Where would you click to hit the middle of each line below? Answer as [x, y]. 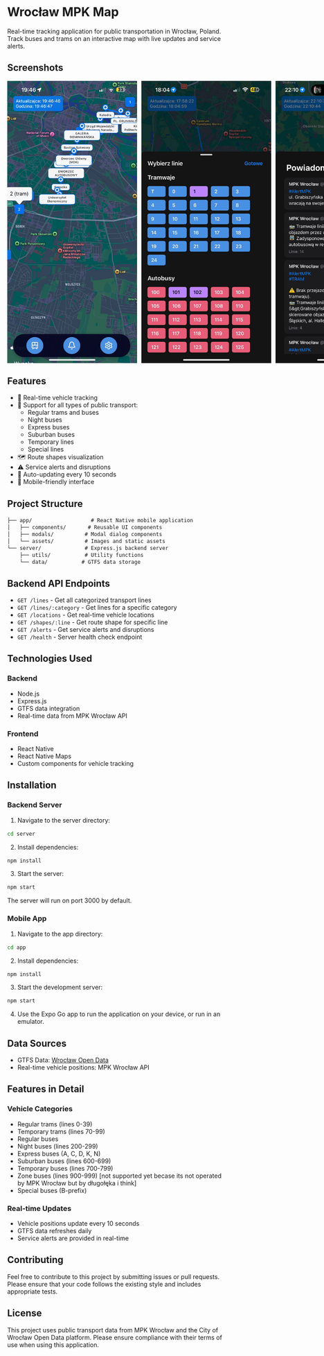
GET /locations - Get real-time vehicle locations [85, 615]
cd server [21, 834]
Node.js [28, 694]
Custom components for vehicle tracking [75, 764]
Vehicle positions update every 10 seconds [78, 1224]
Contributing [35, 1260]
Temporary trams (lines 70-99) [61, 1131]
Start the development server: [60, 987]
